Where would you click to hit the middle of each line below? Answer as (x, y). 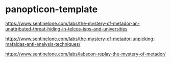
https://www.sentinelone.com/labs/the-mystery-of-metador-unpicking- (80, 39)
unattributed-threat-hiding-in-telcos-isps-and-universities (66, 28)
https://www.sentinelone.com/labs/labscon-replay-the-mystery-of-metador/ (86, 54)
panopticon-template (52, 9)
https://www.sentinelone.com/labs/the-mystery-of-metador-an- (73, 23)
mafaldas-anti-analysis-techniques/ (43, 44)
